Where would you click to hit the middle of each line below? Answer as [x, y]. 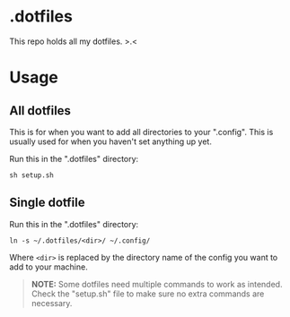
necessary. [52, 303]
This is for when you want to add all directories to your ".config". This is [141, 132]
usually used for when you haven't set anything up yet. [111, 141]
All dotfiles [40, 111]
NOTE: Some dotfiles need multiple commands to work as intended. [157, 284]
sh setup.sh [31, 175]
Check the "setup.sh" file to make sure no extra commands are [148, 294]
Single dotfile [47, 203]
